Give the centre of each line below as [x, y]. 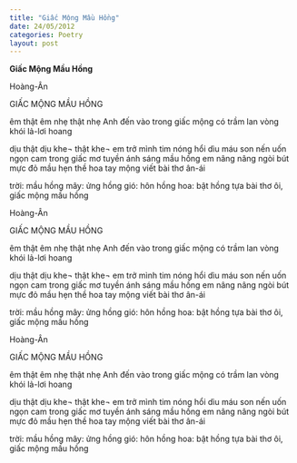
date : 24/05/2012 [42, 26]
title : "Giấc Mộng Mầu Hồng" [64, 18]
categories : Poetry [46, 34]
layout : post [34, 43]
